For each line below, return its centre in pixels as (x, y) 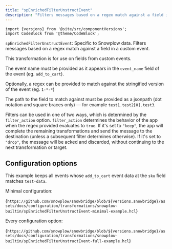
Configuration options (41, 163)
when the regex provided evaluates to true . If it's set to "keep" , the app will (84, 125)
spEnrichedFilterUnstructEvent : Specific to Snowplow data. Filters (76, 43)
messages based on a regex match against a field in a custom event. (78, 48)
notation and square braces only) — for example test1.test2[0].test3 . (81, 104)
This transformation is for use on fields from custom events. (68, 58)
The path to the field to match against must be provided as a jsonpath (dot (84, 99)
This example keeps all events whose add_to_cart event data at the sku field (85, 176)
